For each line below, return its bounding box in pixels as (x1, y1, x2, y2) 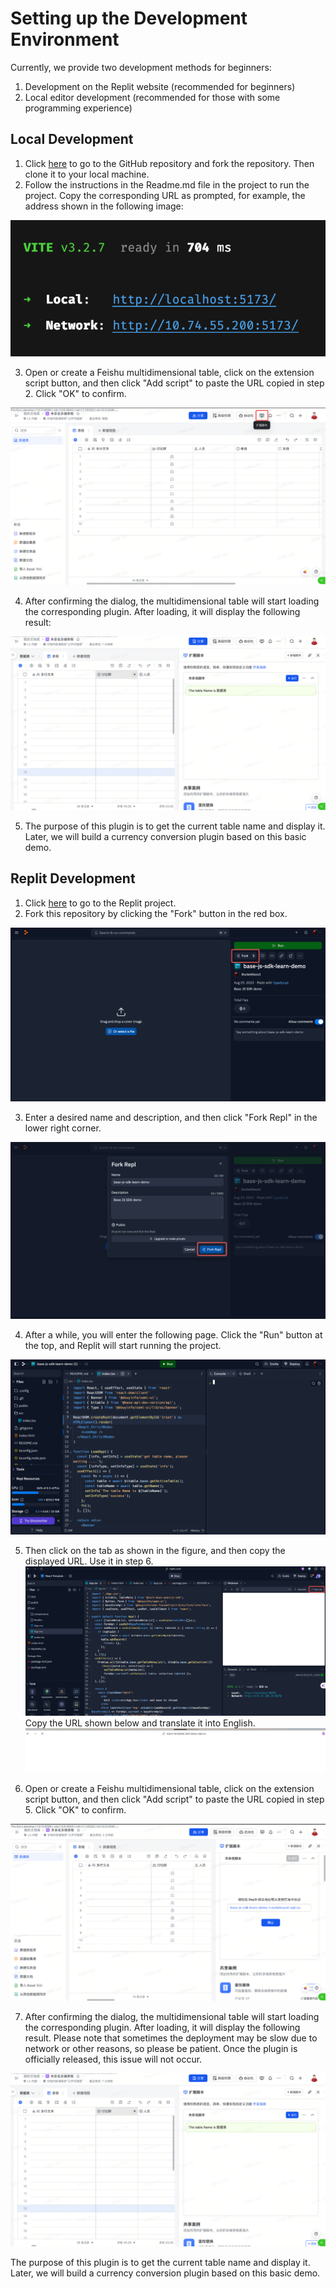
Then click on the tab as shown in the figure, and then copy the (24, 1544, 286, 1556)
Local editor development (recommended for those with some (24, 91, 281, 103)
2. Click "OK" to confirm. (24, 388, 127, 400)
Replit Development (10, 870, 136, 887)
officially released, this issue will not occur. (24, 2053, 203, 2065)
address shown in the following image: (24, 200, 184, 212)
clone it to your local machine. (24, 168, 150, 180)
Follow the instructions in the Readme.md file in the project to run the (24, 178, 310, 191)
